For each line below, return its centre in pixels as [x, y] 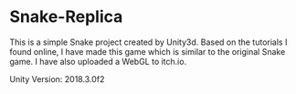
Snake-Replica [66, 17]
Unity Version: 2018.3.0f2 [57, 78]
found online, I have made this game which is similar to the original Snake [148, 51]
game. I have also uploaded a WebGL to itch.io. [98, 61]
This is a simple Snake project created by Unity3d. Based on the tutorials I [148, 42]
